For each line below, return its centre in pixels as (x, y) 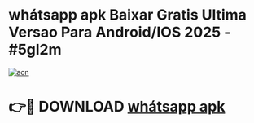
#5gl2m (35, 50)
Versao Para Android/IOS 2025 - (120, 32)
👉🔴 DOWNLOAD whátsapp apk (117, 107)
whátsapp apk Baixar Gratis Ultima (127, 15)
